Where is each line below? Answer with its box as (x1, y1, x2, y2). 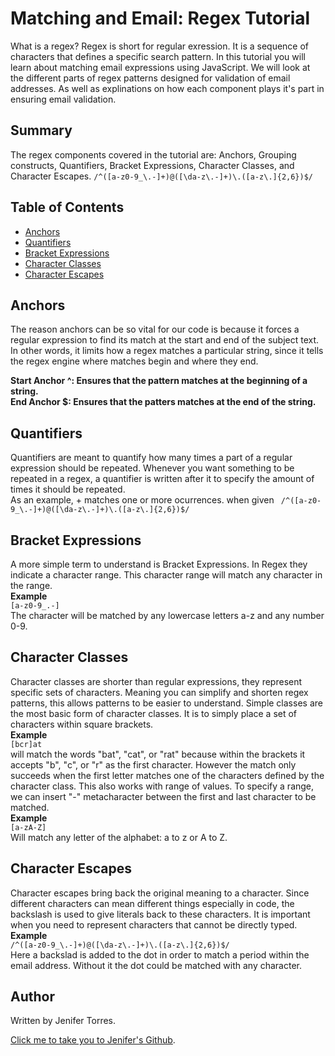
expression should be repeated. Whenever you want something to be (10, 462, 295, 474)
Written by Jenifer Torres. (10, 1015, 117, 1027)
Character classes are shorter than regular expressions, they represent (10, 675, 303, 687)
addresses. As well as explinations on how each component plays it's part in (10, 82, 325, 94)
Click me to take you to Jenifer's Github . (10, 1034, 176, 1046)
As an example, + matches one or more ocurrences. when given (10, 494, 275, 506)
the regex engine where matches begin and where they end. (10, 355, 259, 367)
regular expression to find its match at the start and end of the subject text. (10, 334, 320, 346)
